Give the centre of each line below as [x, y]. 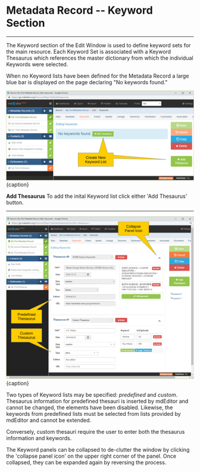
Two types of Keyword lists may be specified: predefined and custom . [92, 394]
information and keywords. [39, 438]
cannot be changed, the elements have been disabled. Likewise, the [90, 407]
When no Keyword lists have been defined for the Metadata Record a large [98, 76]
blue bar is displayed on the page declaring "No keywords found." [87, 82]
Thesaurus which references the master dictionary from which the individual [100, 58]
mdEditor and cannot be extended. [49, 420]
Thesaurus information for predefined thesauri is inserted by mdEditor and [97, 401]
